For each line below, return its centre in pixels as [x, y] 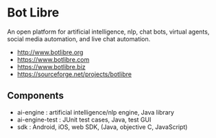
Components [35, 96]
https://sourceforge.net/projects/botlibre [74, 74]
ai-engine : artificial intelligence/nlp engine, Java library [96, 112]
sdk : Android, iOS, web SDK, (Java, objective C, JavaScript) [102, 127]
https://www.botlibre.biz [51, 67]
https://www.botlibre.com [53, 59]
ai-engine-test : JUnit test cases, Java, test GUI [84, 119]
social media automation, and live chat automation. [79, 38]
